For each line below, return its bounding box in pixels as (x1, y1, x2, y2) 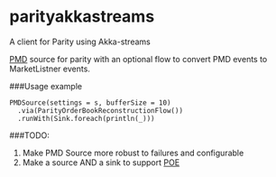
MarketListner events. (9, 63, 90, 74)
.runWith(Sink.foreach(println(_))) (17, 114, 155, 123)
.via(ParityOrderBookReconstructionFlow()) (17, 106, 183, 115)
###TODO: (9, 129, 50, 141)
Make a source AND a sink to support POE (22, 156, 180, 168)
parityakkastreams (9, 6, 155, 27)
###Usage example (9, 80, 83, 91)
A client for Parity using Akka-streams (9, 36, 151, 47)
